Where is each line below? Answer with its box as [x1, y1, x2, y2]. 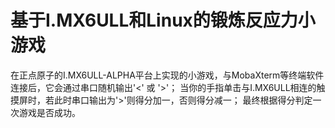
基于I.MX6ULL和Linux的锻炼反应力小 [10, 9, 316, 32]
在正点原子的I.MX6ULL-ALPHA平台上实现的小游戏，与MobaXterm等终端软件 [10, 69, 325, 81]
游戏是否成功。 [18, 106, 81, 118]
